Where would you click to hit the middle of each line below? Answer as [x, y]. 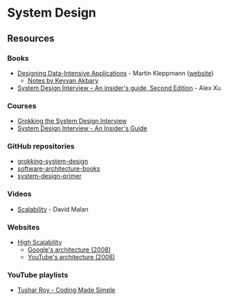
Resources [31, 38]
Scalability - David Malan [53, 209]
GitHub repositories [41, 146]
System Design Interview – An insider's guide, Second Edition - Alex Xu [119, 87]
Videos [19, 194]
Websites [24, 227]
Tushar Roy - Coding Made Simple [66, 290]
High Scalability [40, 242]
